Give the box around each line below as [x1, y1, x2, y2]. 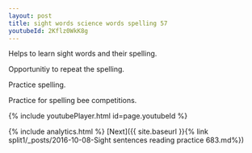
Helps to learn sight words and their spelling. [8, 49, 157, 59]
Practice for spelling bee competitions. [8, 96, 137, 105]
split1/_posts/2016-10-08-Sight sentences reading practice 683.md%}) [8, 135, 245, 145]
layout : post [8, 11, 52, 20]
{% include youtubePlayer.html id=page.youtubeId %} [8, 111, 188, 121]
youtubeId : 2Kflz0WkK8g [8, 27, 89, 35]
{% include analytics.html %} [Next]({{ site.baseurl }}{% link [8, 126, 208, 137]
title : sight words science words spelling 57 [8, 19, 168, 27]
